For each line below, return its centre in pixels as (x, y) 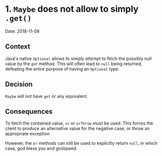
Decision (19, 84)
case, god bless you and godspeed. (41, 149)
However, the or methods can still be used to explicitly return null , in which (81, 143)
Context (18, 47)
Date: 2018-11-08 (23, 31)
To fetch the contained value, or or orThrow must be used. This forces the (79, 123)
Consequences (29, 111)
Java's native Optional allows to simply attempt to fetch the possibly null (79, 58)
